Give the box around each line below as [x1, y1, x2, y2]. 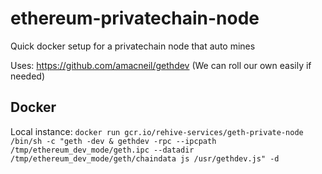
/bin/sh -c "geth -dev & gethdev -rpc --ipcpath [10, 136, 217, 146]
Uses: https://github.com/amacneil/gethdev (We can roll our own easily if [10, 59, 312, 71]
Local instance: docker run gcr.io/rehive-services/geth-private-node [10, 125, 304, 137]
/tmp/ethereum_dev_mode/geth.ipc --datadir [10, 145, 195, 155]
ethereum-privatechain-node [10, 7, 260, 30]
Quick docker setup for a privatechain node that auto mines [10, 40, 256, 52]
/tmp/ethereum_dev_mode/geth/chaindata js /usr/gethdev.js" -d [10, 153, 280, 164]
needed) [10, 70, 46, 82]
